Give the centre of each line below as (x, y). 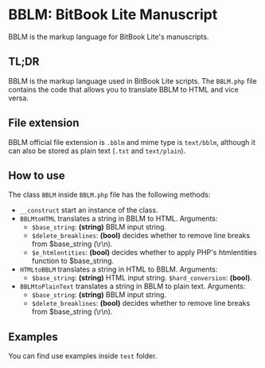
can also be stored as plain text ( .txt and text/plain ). (97, 151)
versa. (19, 98)
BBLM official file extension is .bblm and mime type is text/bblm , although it (132, 142)
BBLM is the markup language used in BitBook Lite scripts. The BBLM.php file (132, 80)
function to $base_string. (72, 261)
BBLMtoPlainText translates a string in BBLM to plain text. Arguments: (132, 286)
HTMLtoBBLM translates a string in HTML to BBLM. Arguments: (119, 269)
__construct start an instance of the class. (89, 210)
